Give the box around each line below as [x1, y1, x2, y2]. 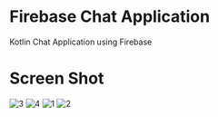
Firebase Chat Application [9, 6, 211, 27]
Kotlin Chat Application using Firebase [9, 36, 153, 47]
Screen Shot [9, 68, 104, 89]
